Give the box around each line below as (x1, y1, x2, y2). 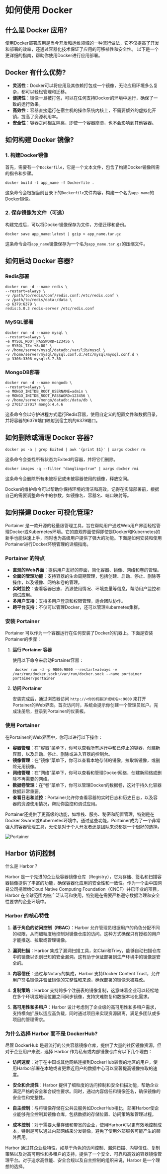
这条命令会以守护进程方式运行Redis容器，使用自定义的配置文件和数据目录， (5, 411, 161, 417)
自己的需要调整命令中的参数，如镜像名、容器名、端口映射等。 (5, 492, 132, 498)
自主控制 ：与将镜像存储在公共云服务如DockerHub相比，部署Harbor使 (12, 1105, 155, 1111)
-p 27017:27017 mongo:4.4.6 (5, 402, 64, 407)
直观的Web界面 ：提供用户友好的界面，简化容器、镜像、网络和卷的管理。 (12, 567, 162, 573)
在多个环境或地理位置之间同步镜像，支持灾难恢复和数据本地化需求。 (12, 993, 152, 999)
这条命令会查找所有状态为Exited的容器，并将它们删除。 (5, 456, 118, 462)
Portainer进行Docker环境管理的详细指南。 (5, 541, 91, 547)
